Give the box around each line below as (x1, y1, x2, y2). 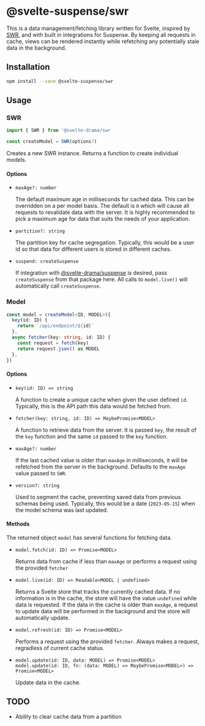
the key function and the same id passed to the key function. (15, 432, 168, 440)
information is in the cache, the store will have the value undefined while (15, 594, 197, 602)
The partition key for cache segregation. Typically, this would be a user (15, 239, 195, 246)
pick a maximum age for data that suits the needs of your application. (15, 215, 190, 223)
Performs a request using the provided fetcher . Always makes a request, (15, 638, 199, 645)
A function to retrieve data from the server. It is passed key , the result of (15, 426, 197, 434)
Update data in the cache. (15, 679, 81, 686)
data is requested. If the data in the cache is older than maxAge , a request (15, 601, 198, 608)
